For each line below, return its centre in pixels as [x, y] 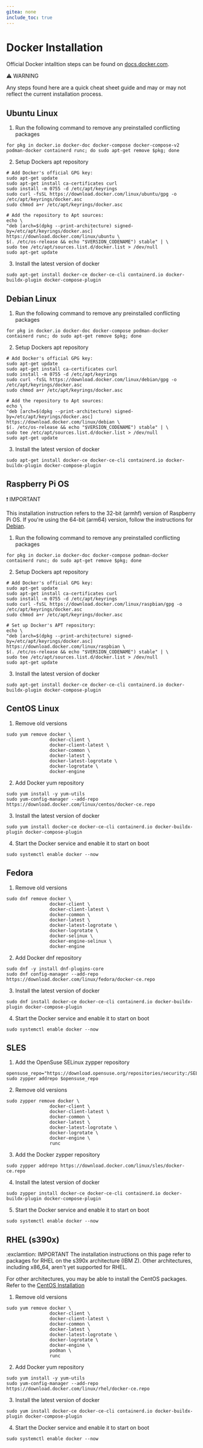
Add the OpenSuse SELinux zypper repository [72, 1062]
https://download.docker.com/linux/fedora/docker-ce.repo [81, 979]
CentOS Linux [33, 709]
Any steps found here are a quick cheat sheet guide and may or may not [96, 88]
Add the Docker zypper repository [57, 1155]
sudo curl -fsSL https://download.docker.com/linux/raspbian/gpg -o [94, 604]
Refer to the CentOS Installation [45, 1286]
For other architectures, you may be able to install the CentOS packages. [97, 1279]
